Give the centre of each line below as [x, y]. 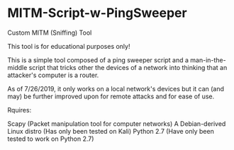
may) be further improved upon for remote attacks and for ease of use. [111, 96]
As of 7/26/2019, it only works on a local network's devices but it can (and [116, 88]
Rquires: [19, 110]
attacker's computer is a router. [53, 75]
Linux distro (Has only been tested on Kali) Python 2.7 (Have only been [111, 131]
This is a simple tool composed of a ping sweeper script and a [98, 60]
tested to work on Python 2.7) [51, 139]
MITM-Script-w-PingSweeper [97, 13]
